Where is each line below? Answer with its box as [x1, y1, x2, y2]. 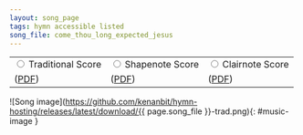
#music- [256, 106, 289, 117]
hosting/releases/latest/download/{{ [9, 106, 146, 117]
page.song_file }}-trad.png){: [147, 106, 256, 117]
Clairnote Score [222, 58, 289, 71]
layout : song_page [9, 13, 79, 23]
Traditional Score [28, 58, 102, 71]
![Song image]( [9, 97, 66, 108]
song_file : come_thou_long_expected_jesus [9, 30, 173, 39]
